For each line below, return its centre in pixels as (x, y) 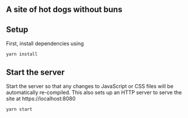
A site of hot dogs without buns (64, 10)
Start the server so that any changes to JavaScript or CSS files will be (90, 86)
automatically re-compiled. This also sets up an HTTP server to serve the (94, 92)
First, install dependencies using (45, 44)
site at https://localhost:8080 (41, 99)
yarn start (19, 110)
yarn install (22, 54)
